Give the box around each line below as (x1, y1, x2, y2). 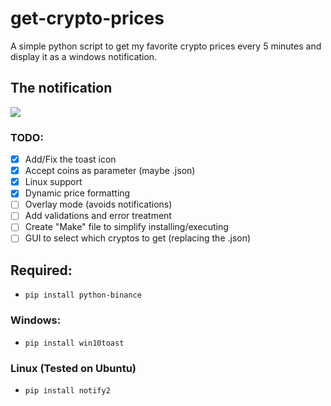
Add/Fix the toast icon (24, 153, 117, 166)
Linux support (24, 176, 83, 188)
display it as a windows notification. (10, 50, 158, 62)
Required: (10, 262, 73, 279)
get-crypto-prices (10, 7, 165, 30)
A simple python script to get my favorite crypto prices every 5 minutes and (10, 40, 322, 52)
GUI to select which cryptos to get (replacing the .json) (24, 232, 252, 244)
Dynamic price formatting (24, 187, 131, 199)
